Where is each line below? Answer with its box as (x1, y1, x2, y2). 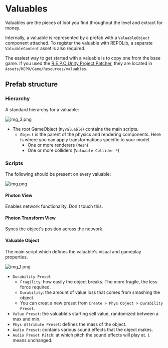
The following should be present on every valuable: (5, 171, 111, 177)
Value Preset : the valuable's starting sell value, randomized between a (12, 310, 159, 316)
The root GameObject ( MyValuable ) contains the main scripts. (12, 126, 139, 132)
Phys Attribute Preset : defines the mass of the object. (12, 321, 127, 327)
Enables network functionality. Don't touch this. (5, 203, 103, 209)
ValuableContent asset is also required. (5, 45, 86, 51)
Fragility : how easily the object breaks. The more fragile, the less (20, 278, 158, 284)
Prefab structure (5, 80, 58, 89)
